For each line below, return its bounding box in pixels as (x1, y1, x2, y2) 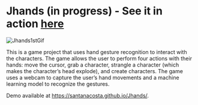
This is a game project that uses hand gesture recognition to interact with (6, 48, 187, 55)
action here (6, 17, 64, 31)
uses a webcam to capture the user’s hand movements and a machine (6, 74, 179, 81)
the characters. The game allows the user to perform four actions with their (6, 55, 192, 62)
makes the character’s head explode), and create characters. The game (6, 67, 183, 74)
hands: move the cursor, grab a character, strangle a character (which (6, 61, 179, 68)
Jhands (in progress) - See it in (6, 4, 163, 18)
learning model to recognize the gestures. (6, 80, 110, 88)
